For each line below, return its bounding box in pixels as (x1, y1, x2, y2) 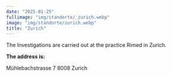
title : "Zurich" (6, 25, 46, 31)
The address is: (6, 53, 46, 60)
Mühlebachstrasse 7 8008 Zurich (6, 65, 88, 72)
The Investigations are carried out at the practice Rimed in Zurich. (6, 42, 167, 49)
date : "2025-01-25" (6, 8, 55, 15)
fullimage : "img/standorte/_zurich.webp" (6, 14, 110, 20)
